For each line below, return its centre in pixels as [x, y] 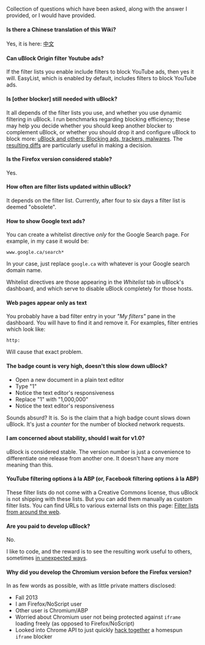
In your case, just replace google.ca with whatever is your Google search [98, 264]
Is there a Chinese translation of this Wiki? [61, 29]
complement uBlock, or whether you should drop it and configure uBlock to [101, 132]
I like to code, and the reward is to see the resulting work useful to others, [99, 552]
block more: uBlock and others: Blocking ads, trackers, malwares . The [95, 139]
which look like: [26, 329]
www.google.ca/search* [35, 253]
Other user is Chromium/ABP [52, 611]
